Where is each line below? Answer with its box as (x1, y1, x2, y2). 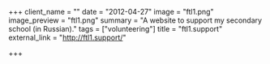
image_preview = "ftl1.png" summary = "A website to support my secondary (8, 15, 262, 25)
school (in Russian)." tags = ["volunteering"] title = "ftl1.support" (8, 24, 223, 33)
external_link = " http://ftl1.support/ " (8, 32, 127, 42)
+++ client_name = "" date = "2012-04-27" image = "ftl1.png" (8, 7, 214, 16)
